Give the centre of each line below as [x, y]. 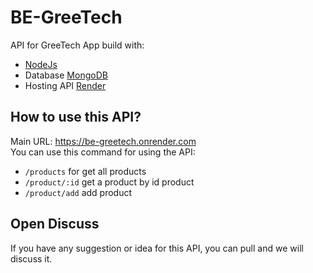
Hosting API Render [65, 85]
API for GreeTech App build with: [77, 45]
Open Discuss [55, 224]
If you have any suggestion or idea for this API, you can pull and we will [157, 248]
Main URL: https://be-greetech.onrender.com [103, 141]
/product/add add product [78, 192]
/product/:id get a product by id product [109, 182]
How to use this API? [76, 117]
